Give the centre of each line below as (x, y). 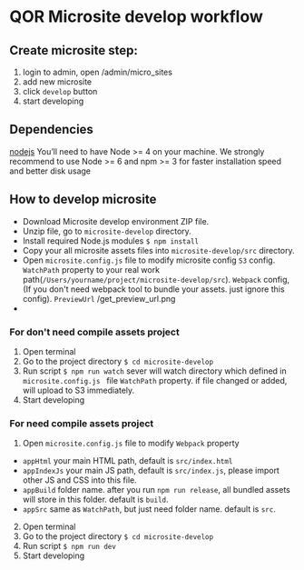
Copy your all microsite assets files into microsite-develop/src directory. (158, 250)
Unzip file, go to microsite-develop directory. (107, 231)
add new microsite (57, 82)
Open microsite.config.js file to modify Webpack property (131, 444)
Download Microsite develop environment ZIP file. (116, 221)
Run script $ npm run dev (69, 546)
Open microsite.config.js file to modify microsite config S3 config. (149, 260)
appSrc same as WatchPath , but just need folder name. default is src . (149, 509)
